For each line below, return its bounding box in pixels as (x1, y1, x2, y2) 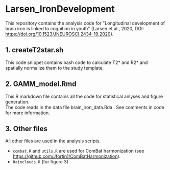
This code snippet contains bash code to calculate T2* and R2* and (5, 59, 148, 66)
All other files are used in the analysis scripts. (5, 138, 101, 144)
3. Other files (5, 124, 47, 133)
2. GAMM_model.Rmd (5, 80, 77, 89)
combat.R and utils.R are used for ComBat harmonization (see (12, 148, 144, 154)
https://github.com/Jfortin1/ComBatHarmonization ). (12, 153, 121, 159)
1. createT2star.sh (5, 46, 64, 54)
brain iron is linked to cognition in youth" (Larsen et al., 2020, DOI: (5, 25, 144, 31)
